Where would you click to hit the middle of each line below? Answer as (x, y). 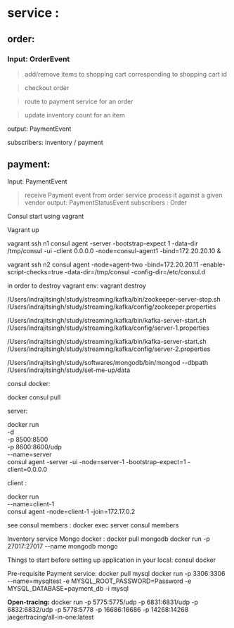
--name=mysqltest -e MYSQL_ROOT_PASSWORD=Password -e (99, 581)
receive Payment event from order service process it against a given (123, 195)
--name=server (30, 454)
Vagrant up (24, 229)
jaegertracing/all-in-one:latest (51, 617)
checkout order (47, 88)
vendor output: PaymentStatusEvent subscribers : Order (106, 203)
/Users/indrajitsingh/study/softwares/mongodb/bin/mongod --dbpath (108, 362)
